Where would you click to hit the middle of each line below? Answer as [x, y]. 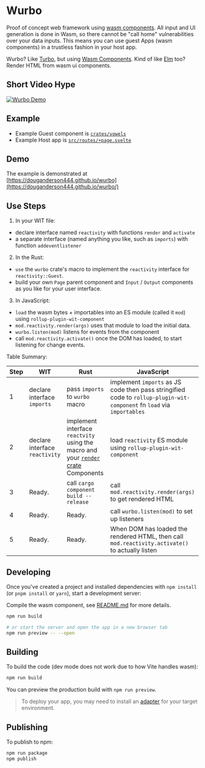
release [78, 502]
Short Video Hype [41, 85]
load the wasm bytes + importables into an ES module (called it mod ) [100, 312]
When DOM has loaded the [149, 529]
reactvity [81, 436]
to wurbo [78, 397]
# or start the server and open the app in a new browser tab [87, 627]
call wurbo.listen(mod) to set [152, 511]
